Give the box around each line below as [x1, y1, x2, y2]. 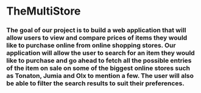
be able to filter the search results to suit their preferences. [6, 79, 185, 88]
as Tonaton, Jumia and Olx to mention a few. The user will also [6, 72, 194, 80]
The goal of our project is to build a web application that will [6, 26, 186, 35]
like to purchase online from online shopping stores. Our [6, 41, 176, 50]
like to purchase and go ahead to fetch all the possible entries [6, 57, 192, 65]
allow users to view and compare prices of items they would [6, 33, 188, 42]
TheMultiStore [6, 4, 81, 18]
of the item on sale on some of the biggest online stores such [6, 64, 191, 72]
